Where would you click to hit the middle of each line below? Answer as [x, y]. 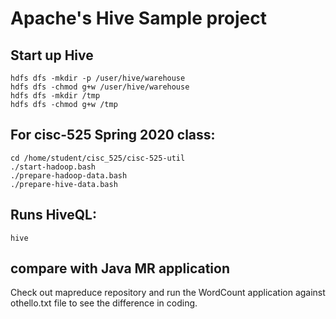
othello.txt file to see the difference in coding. [104, 303]
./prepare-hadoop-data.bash [69, 175]
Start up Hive [52, 55]
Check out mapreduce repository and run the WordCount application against [168, 293]
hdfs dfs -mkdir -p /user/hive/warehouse [98, 78]
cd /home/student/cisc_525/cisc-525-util [98, 158]
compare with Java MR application [120, 268]
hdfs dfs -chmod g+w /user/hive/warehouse [100, 87]
